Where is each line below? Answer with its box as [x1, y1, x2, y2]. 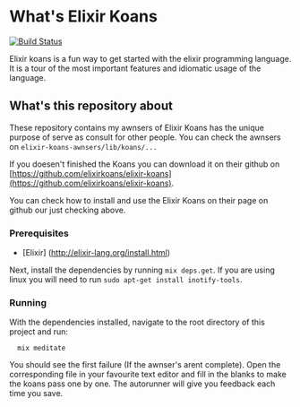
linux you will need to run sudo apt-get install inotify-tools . [9, 274, 243, 285]
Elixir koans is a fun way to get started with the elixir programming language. [9, 53, 292, 64]
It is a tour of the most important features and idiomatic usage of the [9, 63, 261, 74]
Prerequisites [9, 227, 69, 239]
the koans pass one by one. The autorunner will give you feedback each [9, 378, 276, 389]
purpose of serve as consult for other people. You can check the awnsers [9, 132, 281, 143]
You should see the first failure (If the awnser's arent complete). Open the [9, 359, 281, 370]
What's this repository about [9, 99, 173, 114]
